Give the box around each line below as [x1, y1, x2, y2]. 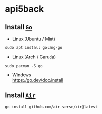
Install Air [5, 91, 36, 100]
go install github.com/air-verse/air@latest [5, 104, 98, 109]
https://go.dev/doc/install [12, 77, 64, 83]
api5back [5, 3, 44, 15]
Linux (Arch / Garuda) [12, 54, 56, 60]
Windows [12, 72, 31, 78]
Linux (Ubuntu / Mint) [12, 36, 55, 42]
